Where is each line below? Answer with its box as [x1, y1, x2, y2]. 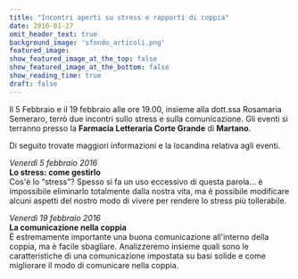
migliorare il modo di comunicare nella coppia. [9, 259, 179, 270]
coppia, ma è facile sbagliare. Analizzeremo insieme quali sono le [9, 241, 250, 251]
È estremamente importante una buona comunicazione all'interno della [9, 231, 269, 242]
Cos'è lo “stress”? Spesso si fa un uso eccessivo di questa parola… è [9, 176, 263, 187]
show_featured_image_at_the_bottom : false [9, 63, 170, 72]
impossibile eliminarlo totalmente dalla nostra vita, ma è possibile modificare [9, 185, 290, 196]
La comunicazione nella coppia [9, 222, 127, 233]
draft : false [9, 79, 58, 88]
